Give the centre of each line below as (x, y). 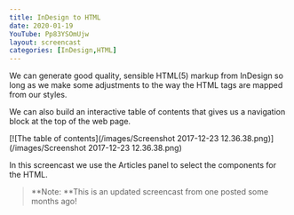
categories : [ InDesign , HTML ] (63, 51)
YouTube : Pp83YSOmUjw (49, 34)
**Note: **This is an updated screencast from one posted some (150, 192)
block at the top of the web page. (70, 122)
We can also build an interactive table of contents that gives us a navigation (147, 112)
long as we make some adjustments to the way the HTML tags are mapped (146, 85)
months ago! (54, 202)
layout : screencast (45, 42)
